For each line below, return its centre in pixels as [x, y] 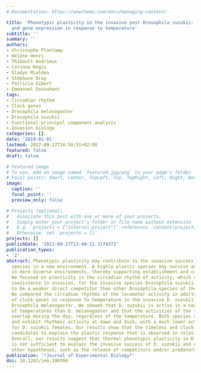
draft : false [22, 156]
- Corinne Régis [26, 67]
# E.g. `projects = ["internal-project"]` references [77, 228]
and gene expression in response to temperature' [74, 28]
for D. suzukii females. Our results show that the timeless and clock [103, 328]
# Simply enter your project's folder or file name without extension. [100, 222]
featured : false [26, 150]
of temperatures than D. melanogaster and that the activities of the [101, 311]
